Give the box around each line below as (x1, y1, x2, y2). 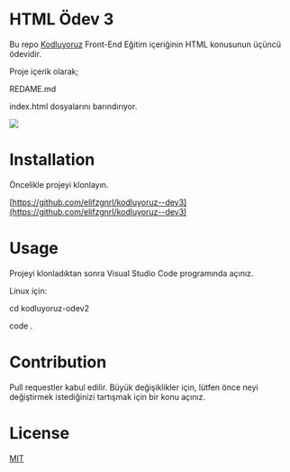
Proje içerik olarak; (9, 66, 79, 77)
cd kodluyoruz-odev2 (9, 302, 90, 313)
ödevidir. (9, 48, 42, 59)
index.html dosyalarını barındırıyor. (9, 100, 138, 112)
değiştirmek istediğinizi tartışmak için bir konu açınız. (9, 391, 205, 402)
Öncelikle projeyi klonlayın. (9, 179, 109, 190)
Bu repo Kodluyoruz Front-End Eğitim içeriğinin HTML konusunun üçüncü (9, 39, 282, 50)
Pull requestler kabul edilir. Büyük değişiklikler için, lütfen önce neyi (9, 382, 258, 393)
